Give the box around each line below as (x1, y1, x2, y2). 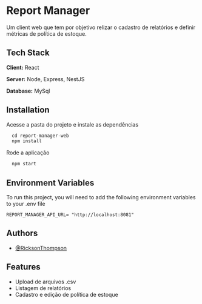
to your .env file (6, 200, 45, 207)
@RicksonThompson (15, 244, 67, 251)
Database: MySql (6, 87, 50, 94)
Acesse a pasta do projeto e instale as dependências (6, 121, 138, 128)
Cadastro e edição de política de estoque (15, 291, 118, 298)
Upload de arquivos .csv (15, 278, 76, 285)
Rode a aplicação (6, 149, 50, 156)
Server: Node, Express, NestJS (6, 75, 85, 82)
